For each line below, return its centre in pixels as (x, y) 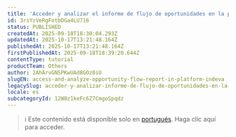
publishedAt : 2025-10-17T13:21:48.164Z (66, 46)
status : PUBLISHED (34, 27)
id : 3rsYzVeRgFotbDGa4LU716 (48, 20)
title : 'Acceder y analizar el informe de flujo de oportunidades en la (116, 14)
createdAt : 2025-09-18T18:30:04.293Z (63, 33)
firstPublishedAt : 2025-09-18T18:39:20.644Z (73, 53)
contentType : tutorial (40, 60)
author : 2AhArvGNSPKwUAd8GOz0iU (54, 72)
